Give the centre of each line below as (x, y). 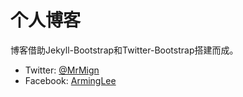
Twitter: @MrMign (62, 70)
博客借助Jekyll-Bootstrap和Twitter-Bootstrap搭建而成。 (124, 50)
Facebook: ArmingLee (70, 80)
